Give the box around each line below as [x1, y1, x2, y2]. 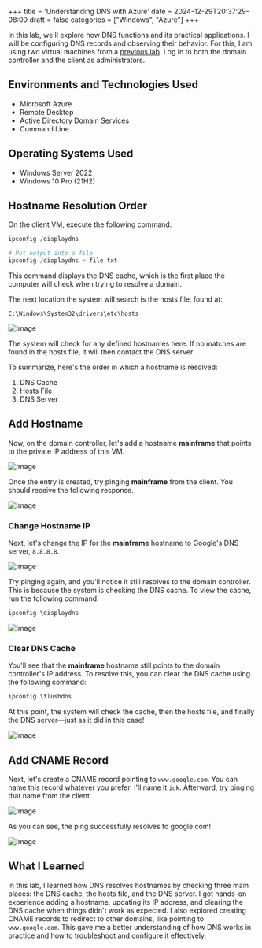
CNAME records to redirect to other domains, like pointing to [8, 913, 205, 924]
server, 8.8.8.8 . [8, 546, 60, 556]
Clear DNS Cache [8, 642, 76, 654]
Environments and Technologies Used [8, 78, 199, 91]
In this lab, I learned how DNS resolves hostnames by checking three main [8, 880, 249, 890]
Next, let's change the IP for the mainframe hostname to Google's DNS [8, 539, 239, 548]
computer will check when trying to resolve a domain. [8, 280, 183, 289]
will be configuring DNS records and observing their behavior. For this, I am [8, 39, 253, 48]
